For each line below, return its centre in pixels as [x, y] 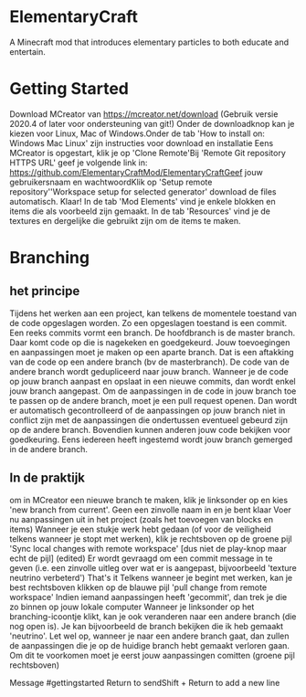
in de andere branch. [49, 449]
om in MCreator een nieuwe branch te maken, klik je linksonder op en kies [149, 500]
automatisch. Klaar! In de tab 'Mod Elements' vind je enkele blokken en [142, 201]
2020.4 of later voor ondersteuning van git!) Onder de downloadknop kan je [152, 123]
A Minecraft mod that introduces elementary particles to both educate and [149, 42]
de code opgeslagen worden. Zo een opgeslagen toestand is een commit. [148, 322]
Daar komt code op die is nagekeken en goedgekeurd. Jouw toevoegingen [150, 342]
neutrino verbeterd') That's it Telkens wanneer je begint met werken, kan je [151, 577]
